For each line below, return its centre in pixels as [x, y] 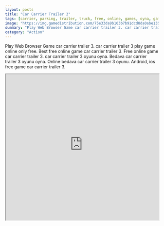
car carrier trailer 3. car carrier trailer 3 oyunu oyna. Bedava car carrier [76, 56]
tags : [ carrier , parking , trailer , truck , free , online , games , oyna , [78, 19]
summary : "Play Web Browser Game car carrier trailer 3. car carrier [77, 28]
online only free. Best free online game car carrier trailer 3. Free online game [82, 51]
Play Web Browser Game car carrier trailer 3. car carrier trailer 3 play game [80, 46]
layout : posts [19, 9]
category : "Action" [25, 32]
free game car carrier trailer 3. [35, 67]
